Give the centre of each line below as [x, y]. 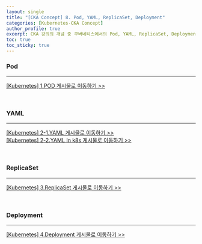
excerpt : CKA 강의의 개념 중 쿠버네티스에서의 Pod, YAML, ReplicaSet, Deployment [103, 34]
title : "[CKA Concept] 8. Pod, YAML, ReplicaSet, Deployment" [86, 17]
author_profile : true [33, 29]
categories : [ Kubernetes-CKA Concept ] [55, 23]
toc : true [19, 40]
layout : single [25, 12]
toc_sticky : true [28, 46]
